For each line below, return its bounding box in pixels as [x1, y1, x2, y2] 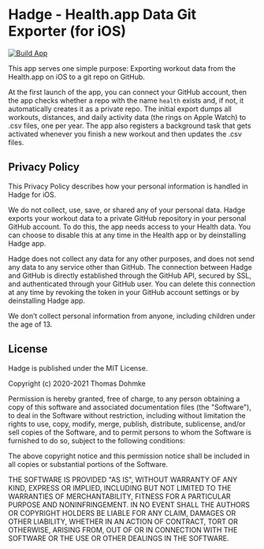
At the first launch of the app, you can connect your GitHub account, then [8, 87, 247, 96]
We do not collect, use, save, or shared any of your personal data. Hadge [8, 205, 246, 215]
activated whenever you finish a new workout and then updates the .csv [8, 129, 243, 139]
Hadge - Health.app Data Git [8, 6, 197, 24]
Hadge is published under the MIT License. [8, 363, 148, 372]
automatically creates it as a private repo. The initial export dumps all [8, 104, 232, 114]
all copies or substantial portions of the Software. [8, 459, 168, 469]
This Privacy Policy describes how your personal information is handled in [8, 181, 248, 191]
